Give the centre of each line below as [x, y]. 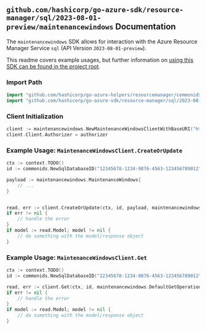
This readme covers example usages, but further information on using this [100, 60]
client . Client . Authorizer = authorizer [57, 135]
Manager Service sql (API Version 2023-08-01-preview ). [77, 48]
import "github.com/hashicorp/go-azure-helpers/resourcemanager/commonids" [105, 95]
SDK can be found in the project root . [53, 66]
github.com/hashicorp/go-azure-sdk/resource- [95, 10]
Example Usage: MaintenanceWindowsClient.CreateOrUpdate [94, 150]
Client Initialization [35, 116]
